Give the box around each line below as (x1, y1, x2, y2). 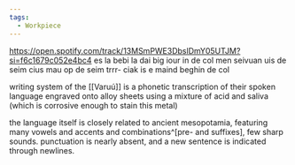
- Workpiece (17, 21, 62, 30)
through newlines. (9, 145, 75, 155)
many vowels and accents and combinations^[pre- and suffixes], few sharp (9, 126, 283, 137)
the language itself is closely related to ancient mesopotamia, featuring (9, 116, 268, 128)
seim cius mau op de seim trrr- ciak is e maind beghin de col (9, 64, 230, 75)
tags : (9, 12, 29, 22)
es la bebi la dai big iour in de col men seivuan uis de (93, 55, 287, 65)
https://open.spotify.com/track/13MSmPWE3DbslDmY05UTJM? (9, 45, 241, 56)
